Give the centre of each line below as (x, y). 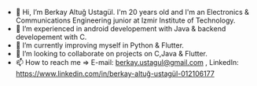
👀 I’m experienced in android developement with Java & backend (121, 29)
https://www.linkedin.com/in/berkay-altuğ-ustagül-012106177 (115, 73)
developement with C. (51, 37)
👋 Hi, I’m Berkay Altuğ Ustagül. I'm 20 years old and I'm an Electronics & (132, 12)
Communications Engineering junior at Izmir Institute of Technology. (125, 20)
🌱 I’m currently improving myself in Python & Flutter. (100, 45)
